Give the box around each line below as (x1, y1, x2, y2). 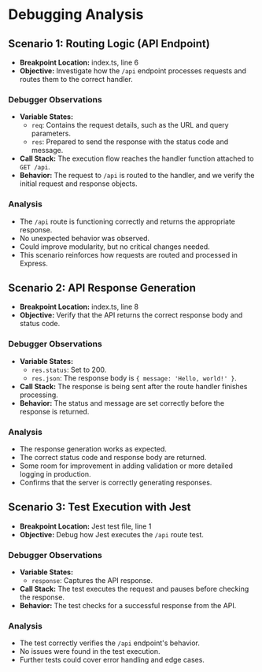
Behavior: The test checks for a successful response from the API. (19, 601, 237, 611)
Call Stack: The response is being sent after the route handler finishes (19, 381, 248, 391)
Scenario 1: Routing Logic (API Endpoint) (8, 37, 210, 50)
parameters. (31, 128, 72, 139)
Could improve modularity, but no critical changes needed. (19, 242, 210, 251)
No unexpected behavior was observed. (19, 233, 150, 243)
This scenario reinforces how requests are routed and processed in (19, 250, 238, 259)
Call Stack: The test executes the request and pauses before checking (19, 585, 249, 594)
